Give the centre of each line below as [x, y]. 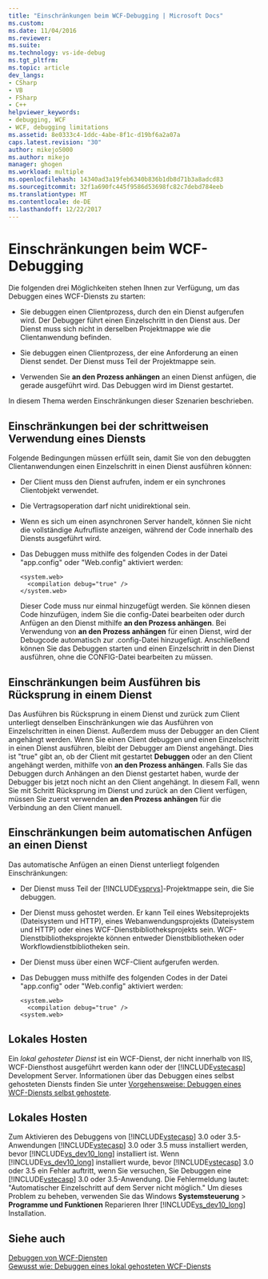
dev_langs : [26, 75]
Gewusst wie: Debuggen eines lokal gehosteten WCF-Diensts [110, 1266]
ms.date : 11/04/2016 [43, 30]
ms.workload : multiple [46, 172]
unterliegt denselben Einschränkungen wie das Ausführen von [111, 722]
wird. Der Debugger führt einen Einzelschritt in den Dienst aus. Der [130, 320]
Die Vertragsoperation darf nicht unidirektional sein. [105, 506]
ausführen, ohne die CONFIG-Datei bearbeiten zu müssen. [116, 657]
